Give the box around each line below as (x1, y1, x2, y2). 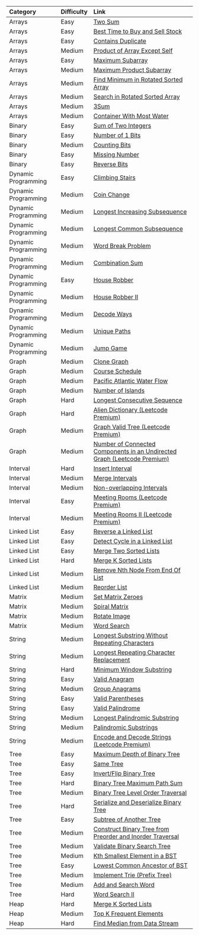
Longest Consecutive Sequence (93, 396, 182, 404)
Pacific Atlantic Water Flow (93, 377, 168, 385)
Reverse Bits (93, 160, 129, 168)
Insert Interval (93, 464, 132, 473)
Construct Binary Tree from (93, 825, 170, 833)
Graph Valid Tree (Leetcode (93, 423, 171, 431)
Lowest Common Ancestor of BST (93, 861, 188, 869)
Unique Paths (93, 327, 131, 335)
